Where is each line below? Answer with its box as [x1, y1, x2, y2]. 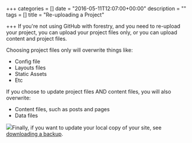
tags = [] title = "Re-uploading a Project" [6, 11, 105, 18]
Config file [14, 58, 40, 65]
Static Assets [14, 71, 47, 77]
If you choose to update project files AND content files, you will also [6, 88, 171, 95]
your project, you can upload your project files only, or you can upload [6, 29, 177, 36]
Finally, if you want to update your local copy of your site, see [12, 124, 162, 131]
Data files [14, 112, 38, 119]
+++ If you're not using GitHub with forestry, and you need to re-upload [6, 23, 181, 29]
